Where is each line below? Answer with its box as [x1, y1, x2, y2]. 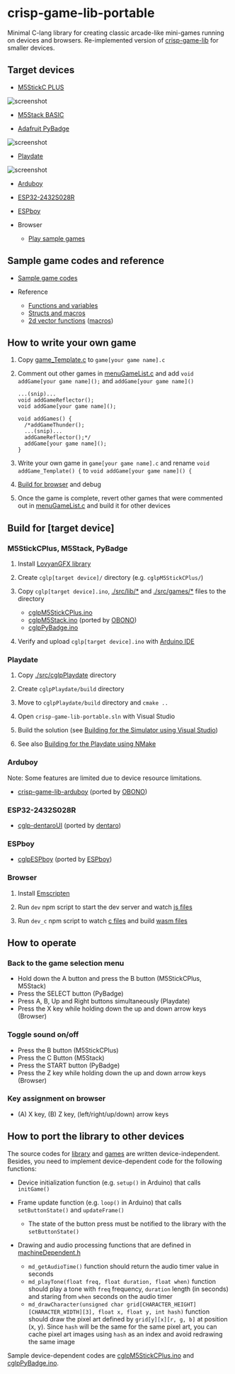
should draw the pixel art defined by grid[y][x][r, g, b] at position [28, 1314, 228, 1323]
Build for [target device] [7, 522, 115, 534]
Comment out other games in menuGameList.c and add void [17, 369, 194, 378]
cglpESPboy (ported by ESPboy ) [17, 855, 112, 864]
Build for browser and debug [17, 480, 101, 489]
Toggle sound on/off [7, 1030, 79, 1040]
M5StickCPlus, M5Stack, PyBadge [7, 543, 128, 553]
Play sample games [28, 234, 86, 243]
